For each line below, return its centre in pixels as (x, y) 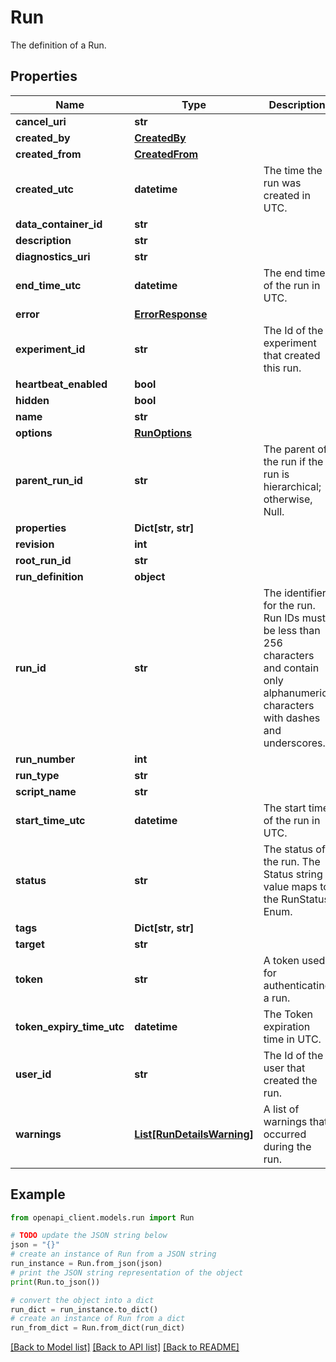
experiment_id (50, 349)
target (30, 944)
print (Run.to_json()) (55, 1282)
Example (38, 1194)
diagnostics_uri (53, 256)
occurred (285, 1134)
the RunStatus (296, 899)
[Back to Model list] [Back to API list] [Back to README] (125, 1347)
